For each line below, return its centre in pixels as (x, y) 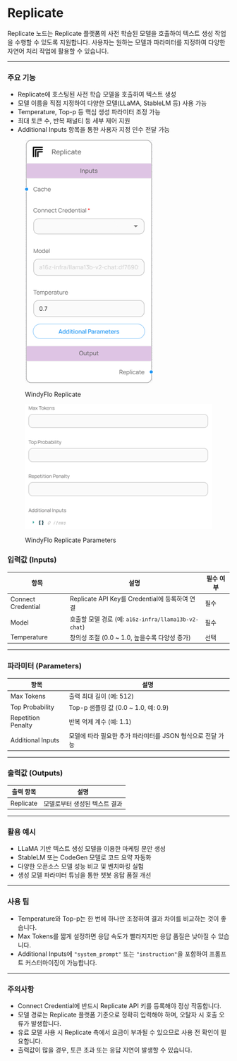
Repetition (25, 718)
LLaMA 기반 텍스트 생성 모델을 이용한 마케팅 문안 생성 (91, 849)
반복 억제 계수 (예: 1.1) (100, 721)
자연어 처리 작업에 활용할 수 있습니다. (58, 51)
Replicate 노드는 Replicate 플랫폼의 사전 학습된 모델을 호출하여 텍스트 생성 (110, 33)
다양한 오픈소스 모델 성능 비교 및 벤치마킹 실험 (80, 866)
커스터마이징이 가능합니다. (61, 962)
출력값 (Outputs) (35, 773)
